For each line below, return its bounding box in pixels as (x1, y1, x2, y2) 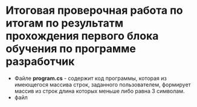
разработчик (5, 55, 75, 69)
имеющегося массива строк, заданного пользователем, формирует (14, 81, 191, 88)
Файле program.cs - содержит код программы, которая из (14, 75, 167, 82)
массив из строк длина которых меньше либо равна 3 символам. (14, 87, 185, 94)
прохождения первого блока (5, 29, 159, 43)
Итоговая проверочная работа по (5, 4, 184, 17)
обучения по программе (5, 42, 137, 56)
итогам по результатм (5, 16, 124, 30)
